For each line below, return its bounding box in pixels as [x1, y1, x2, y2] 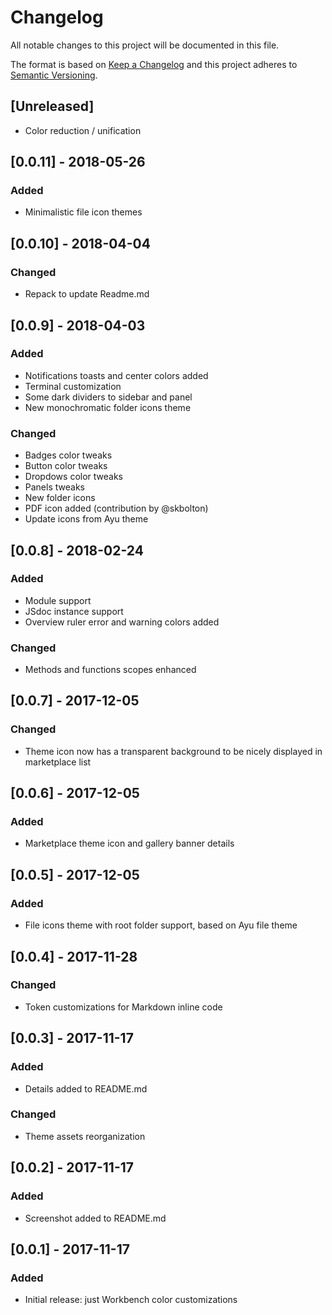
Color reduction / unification [24, 124, 142, 136]
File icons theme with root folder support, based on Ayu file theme [24, 919, 298, 931]
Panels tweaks [24, 481, 85, 493]
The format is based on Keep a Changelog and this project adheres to [10, 58, 298, 70]
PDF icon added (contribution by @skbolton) [24, 502, 209, 515]
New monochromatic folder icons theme [24, 401, 192, 413]
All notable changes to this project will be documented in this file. [10, 39, 280, 51]
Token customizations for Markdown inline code [24, 1001, 223, 1013]
